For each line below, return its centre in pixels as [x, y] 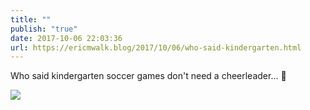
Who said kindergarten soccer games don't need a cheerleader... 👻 [148, 76]
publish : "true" [44, 29]
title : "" [31, 19]
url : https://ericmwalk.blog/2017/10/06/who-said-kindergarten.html [156, 47]
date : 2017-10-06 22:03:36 [66, 38]
